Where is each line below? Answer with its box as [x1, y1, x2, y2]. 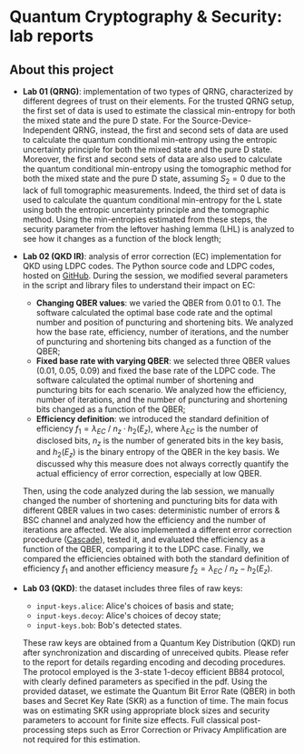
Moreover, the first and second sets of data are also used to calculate [22, 154, 283, 165]
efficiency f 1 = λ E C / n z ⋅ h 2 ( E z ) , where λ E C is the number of [35, 423, 259, 436]
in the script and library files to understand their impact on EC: [22, 279, 256, 290]
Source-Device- [191, 116, 252, 126]
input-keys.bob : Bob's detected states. [35, 619, 182, 630]
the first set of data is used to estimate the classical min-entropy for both [22, 106, 296, 116]
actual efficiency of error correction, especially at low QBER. [35, 468, 262, 479]
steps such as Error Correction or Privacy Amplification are [66, 724, 288, 735]
